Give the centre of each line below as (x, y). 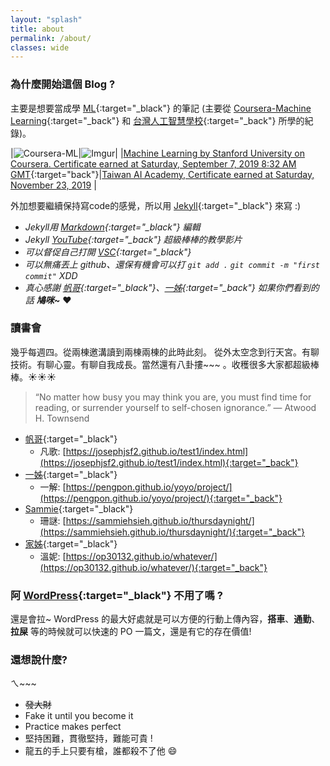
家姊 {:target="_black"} (71, 543)
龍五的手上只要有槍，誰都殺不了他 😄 (101, 751)
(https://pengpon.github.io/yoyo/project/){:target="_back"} (161, 498)
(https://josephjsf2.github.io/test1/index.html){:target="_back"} (169, 462)
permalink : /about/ (51, 38)
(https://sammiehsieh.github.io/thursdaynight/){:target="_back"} (172, 532)
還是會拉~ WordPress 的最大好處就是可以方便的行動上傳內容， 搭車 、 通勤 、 (165, 619)
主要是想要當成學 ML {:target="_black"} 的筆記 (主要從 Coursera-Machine (161, 108)
